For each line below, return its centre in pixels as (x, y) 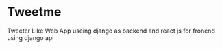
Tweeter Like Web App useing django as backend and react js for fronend (111, 31)
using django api (30, 37)
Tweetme (34, 12)
